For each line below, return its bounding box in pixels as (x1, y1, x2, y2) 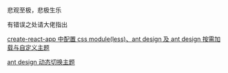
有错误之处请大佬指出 (7, 20, 68, 29)
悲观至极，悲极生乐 (7, 6, 62, 14)
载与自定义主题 (7, 44, 50, 51)
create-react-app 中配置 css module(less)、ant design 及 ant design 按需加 (7, 35, 221, 43)
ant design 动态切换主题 (7, 58, 75, 66)
